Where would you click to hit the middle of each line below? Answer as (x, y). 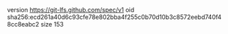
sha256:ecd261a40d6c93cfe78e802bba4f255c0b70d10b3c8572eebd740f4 (114, 17)
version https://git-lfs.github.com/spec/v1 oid (71, 10)
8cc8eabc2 (23, 24)
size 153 (52, 24)
